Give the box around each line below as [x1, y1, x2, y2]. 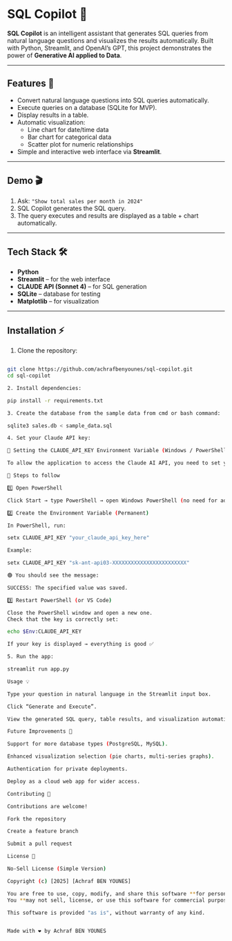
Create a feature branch [7, 828, 79, 835]
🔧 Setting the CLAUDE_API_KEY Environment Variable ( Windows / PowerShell [7, 447, 227, 454]
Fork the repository [7, 815, 67, 822]
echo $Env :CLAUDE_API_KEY [7, 628, 81, 635]
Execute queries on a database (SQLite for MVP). [17, 103, 157, 111]
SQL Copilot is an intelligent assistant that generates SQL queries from [7, 29, 209, 37]
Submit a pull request [7, 840, 72, 848]
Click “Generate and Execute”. [7, 703, 97, 710]
